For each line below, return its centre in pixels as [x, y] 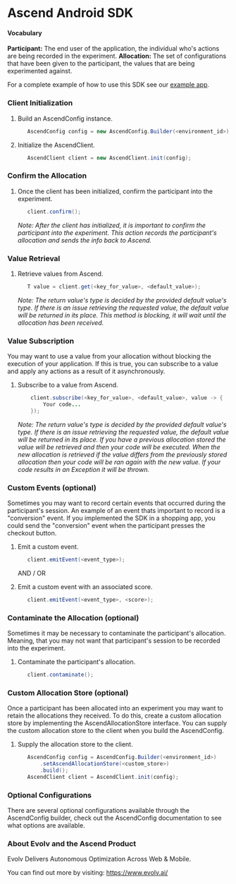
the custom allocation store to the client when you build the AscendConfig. [116, 731]
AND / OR [31, 573]
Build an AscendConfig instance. [65, 119]
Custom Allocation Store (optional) [68, 693]
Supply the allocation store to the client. [75, 744]
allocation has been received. [61, 322]
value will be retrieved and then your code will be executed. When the [119, 447]
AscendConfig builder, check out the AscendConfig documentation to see [114, 818]
